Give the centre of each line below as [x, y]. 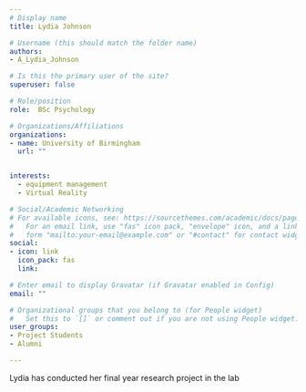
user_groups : [34, 327]
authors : [26, 51]
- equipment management [62, 185]
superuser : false [42, 85]
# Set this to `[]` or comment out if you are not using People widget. [154, 319]
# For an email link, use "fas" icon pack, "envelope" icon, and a [144, 226]
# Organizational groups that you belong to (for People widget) [136, 310]
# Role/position [40, 101]
